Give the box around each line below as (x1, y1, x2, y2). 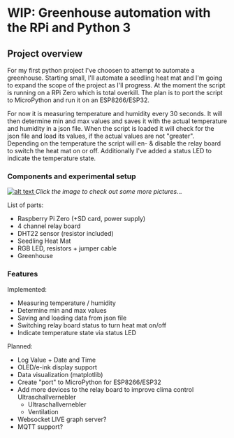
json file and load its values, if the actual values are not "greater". (7, 132, 195, 140)
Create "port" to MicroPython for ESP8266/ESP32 (17, 378, 162, 386)
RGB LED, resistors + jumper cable (17, 244, 117, 253)
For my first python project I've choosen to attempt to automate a (7, 66, 195, 74)
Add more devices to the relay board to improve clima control (17, 385, 194, 393)
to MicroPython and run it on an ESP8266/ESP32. (7, 96, 150, 104)
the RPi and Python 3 (7, 20, 131, 36)
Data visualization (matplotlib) (17, 370, 103, 379)
